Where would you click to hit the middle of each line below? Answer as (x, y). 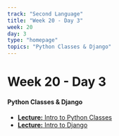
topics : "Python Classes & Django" (60, 47)
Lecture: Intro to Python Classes (65, 118)
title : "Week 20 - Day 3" (45, 21)
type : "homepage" (33, 40)
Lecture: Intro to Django (52, 125)
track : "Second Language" (45, 14)
